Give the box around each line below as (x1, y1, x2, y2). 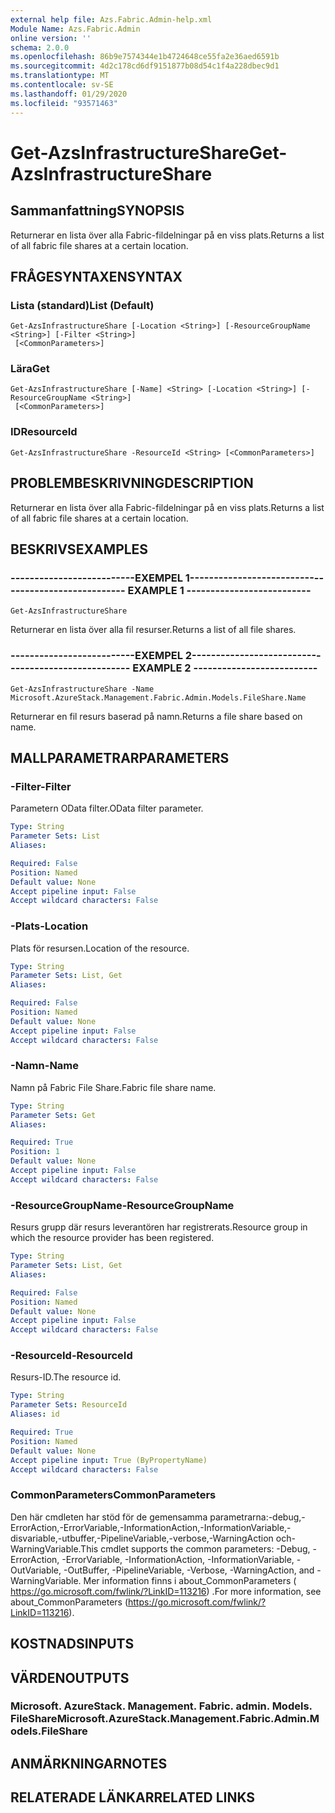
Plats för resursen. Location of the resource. (10, 942, 190, 954)
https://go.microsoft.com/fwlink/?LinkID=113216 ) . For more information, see (10, 1585, 322, 1597)
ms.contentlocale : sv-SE (10, 80, 114, 90)
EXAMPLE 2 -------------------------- (132, 661, 318, 675)
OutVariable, (10, 1564, 62, 1576)
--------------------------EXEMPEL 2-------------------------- (10, 649, 317, 663)
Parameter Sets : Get (10, 1110, 97, 1120)
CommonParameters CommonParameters (10, 1488, 217, 1502)
